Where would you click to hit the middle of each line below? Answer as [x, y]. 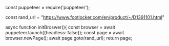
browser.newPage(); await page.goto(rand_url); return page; [69, 38]
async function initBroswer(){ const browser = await [60, 27]
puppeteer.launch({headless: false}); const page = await [65, 32]
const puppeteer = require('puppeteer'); [48, 7]
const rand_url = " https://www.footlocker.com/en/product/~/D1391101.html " [85, 17]
